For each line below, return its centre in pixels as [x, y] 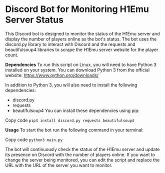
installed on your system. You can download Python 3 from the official [77, 70]
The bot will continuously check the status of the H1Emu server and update [82, 149]
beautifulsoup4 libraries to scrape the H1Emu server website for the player [82, 49]
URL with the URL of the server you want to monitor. [59, 165]
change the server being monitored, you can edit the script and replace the [82, 160]
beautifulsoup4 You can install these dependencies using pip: [76, 110]
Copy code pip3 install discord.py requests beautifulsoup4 [70, 120]
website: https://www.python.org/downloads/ [52, 75]
